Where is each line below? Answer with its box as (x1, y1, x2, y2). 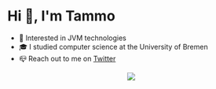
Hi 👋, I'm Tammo (7, 7, 115, 25)
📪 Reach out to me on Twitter (18, 54, 116, 63)
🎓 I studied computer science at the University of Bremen (18, 42, 209, 51)
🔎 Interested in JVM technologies (18, 33, 126, 43)
